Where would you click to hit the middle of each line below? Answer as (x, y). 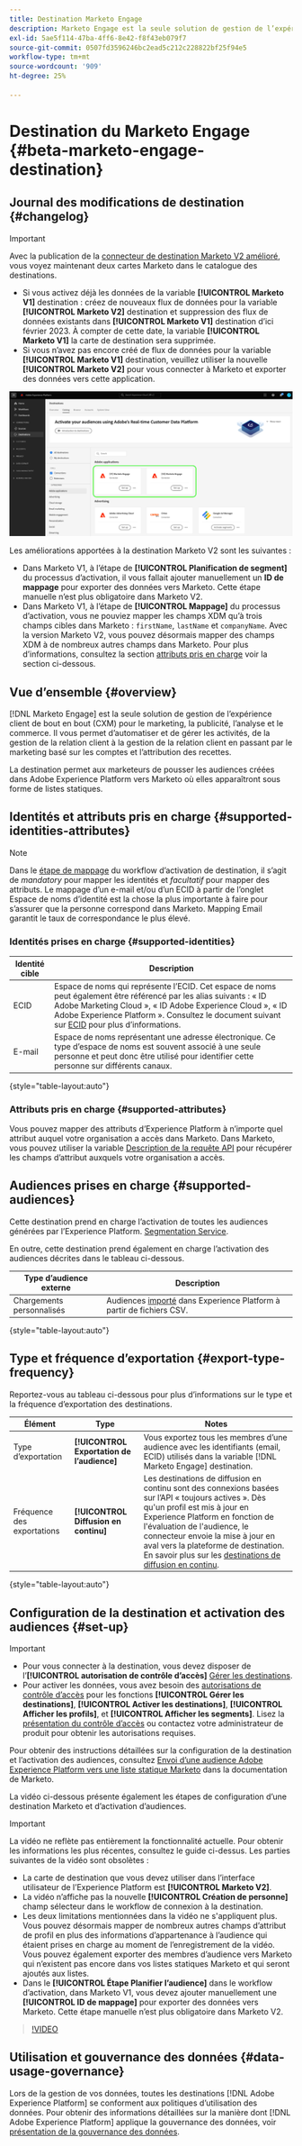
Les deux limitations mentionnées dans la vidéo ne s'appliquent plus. (150, 1916)
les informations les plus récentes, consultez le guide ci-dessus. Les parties (150, 1850)
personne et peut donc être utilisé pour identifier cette (154, 1056)
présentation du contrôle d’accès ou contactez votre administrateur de (153, 1723)
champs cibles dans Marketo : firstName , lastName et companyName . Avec (155, 625)
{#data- (262, 2057)
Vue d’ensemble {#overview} (93, 692)
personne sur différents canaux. (113, 1066)
